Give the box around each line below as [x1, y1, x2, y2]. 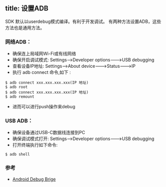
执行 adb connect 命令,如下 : [12, 69, 71, 75]
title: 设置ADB [5, 4, 49, 13]
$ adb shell [5, 152, 30, 157]
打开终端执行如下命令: [12, 142, 58, 148]
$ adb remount [5, 94, 35, 99]
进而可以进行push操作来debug [12, 104, 76, 110]
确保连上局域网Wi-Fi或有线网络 [12, 51, 76, 57]
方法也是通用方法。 [5, 24, 45, 30]
